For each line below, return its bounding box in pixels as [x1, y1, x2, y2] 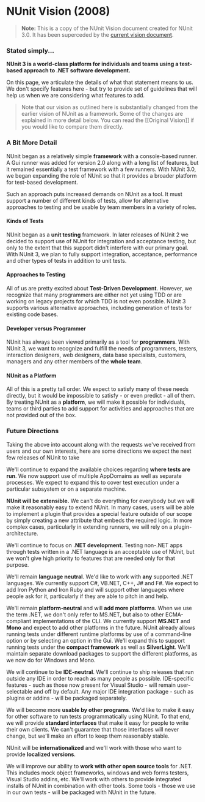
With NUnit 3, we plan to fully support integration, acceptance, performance [6, 250, 198, 258]
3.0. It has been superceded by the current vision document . [21, 31, 174, 38]
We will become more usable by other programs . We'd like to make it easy [6, 706, 195, 713]
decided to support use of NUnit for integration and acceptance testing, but [6, 237, 196, 244]
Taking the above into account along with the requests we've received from [6, 441, 196, 448]
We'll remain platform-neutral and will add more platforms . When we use [6, 604, 192, 611]
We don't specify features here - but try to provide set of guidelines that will [6, 85, 197, 93]
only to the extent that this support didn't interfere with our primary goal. [6, 244, 189, 251]
